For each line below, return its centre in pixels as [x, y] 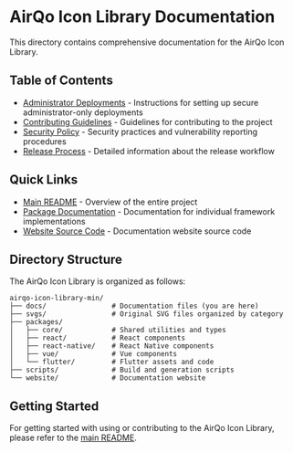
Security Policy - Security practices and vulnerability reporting [140, 131]
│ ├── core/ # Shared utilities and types [118, 331]
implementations [54, 221]
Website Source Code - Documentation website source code [137, 231]
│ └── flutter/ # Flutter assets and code [112, 363]
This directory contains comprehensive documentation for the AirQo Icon [147, 42]
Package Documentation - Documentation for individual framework [149, 211]
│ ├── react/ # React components [97, 338]
